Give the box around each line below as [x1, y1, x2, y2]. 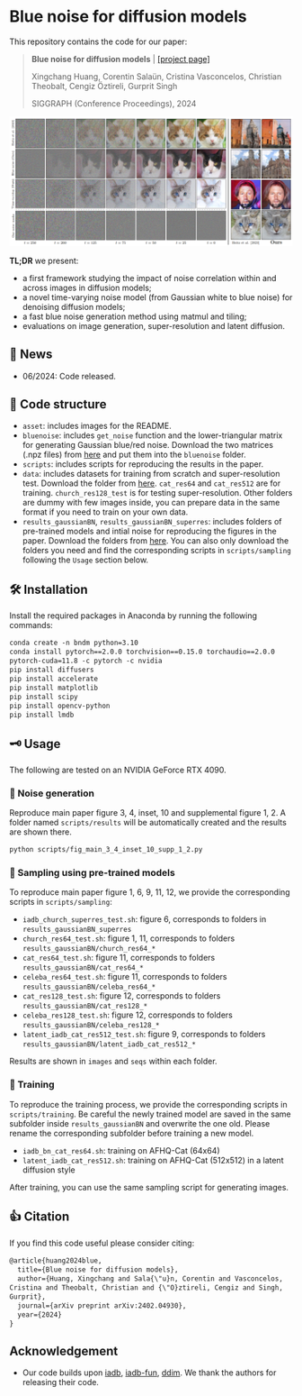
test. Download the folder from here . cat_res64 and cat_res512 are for [22, 478, 281, 488]
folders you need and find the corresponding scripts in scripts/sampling [22, 545, 292, 556]
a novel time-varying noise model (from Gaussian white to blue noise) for [22, 291, 293, 303]
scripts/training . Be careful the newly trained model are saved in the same [9, 1109, 291, 1119]
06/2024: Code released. [22, 370, 117, 381]
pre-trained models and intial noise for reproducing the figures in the [22, 525, 277, 537]
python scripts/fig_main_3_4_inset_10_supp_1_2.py [9, 845, 203, 854]
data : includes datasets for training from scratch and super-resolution [22, 469, 280, 479]
